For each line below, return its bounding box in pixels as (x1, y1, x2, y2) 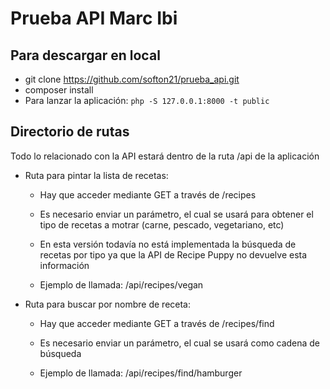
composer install (24, 84, 94, 96)
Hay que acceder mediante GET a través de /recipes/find (39, 317, 275, 329)
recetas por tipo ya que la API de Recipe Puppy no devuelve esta (39, 248, 308, 261)
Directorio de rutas (10, 123, 130, 141)
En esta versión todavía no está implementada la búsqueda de (39, 238, 297, 250)
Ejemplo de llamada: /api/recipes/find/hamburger (39, 367, 243, 379)
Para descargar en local (10, 47, 161, 64)
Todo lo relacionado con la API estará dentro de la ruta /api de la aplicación (10, 150, 320, 162)
